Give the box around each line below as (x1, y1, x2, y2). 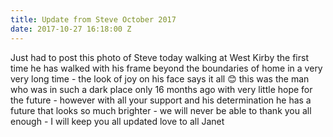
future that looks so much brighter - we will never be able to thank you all (10, 104, 312, 116)
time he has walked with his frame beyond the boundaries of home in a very (10, 62, 323, 74)
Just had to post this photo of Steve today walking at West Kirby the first (10, 51, 309, 63)
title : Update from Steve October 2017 (10, 14, 177, 25)
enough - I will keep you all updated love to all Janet (10, 115, 225, 127)
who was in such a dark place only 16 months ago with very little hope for (10, 83, 313, 95)
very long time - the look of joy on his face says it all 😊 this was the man (10, 72, 310, 85)
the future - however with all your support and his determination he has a (10, 94, 312, 106)
